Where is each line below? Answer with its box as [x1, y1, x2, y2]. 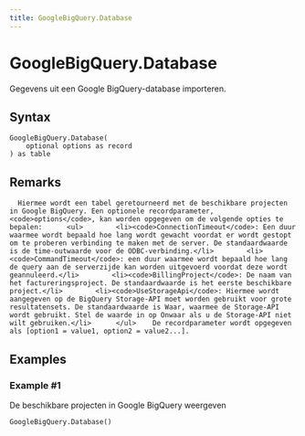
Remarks [9, 175, 62, 190]
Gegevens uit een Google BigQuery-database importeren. [9, 83, 226, 94]
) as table [9, 150, 51, 159]
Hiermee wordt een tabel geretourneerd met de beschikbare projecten [17, 198, 288, 208]
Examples [9, 351, 67, 367]
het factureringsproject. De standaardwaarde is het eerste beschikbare [9, 279, 292, 288]
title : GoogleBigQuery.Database [9, 13, 132, 23]
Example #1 [9, 378, 61, 391]
